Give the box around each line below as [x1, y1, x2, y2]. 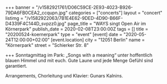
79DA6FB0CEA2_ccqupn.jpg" [5, 10, 68, 16]
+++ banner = [5, 5, 35, 10]
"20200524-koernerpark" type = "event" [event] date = [5, 32, 123, 37]
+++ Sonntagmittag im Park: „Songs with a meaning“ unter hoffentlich [5, 52, 153, 58]
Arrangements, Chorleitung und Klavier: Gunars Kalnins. [5, 73, 124, 78]
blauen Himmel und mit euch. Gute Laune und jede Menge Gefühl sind [5, 58, 153, 63]
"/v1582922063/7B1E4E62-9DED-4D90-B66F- [25, 15, 124, 21]
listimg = [5, 15, 24, 21]
